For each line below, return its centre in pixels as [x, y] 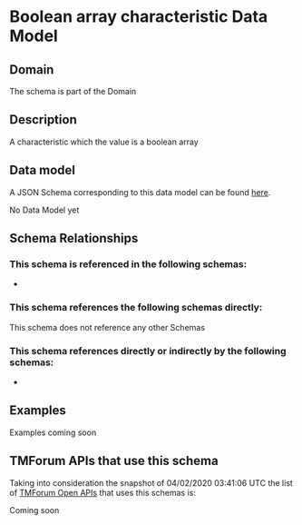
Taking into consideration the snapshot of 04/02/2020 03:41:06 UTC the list [151, 482]
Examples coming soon [53, 432]
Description [43, 120]
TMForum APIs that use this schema [114, 461]
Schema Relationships [74, 238]
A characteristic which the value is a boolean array [104, 142]
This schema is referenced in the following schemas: [128, 263]
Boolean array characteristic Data [139, 17]
